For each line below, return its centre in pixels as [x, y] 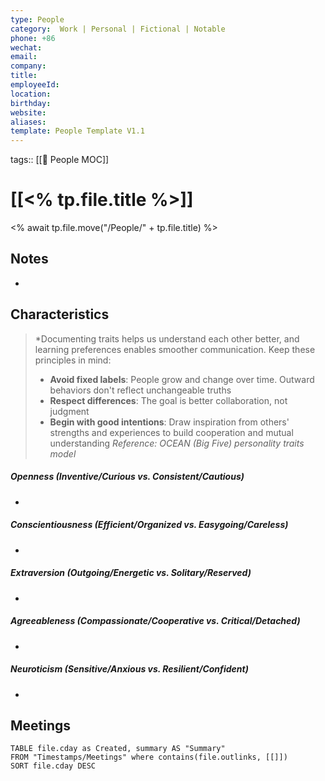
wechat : [26, 47]
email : [24, 57]
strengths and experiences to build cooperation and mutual [171, 432]
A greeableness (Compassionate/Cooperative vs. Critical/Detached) [155, 621]
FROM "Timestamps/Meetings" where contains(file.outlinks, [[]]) [149, 757]
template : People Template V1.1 [77, 131]
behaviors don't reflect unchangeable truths [140, 390]
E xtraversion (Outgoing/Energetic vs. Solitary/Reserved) [131, 573]
